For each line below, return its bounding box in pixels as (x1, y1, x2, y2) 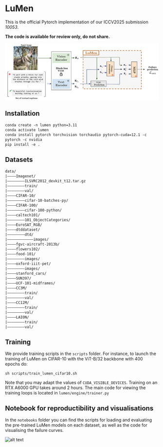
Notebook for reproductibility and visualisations (5, 404, 154, 412)
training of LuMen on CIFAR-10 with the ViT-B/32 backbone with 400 (5, 356, 143, 362)
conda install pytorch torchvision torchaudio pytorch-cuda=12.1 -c (5, 132, 147, 138)
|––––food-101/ (5, 251, 36, 257)
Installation (5, 109, 40, 118)
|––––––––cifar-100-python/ (5, 208, 62, 213)
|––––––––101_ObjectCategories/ (5, 217, 71, 223)
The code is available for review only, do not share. (5, 34, 110, 39)
